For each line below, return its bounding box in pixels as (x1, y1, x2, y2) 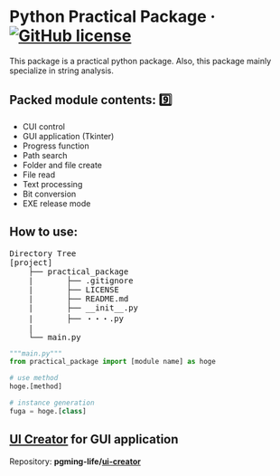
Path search (22, 149, 68, 160)
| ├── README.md (28, 293, 129, 304)
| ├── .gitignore (28, 275, 134, 286)
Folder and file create (22, 159, 102, 170)
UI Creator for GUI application (9, 432, 179, 447)
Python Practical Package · (9, 6, 216, 27)
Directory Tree (9, 248, 77, 259)
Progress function (22, 140, 90, 151)
